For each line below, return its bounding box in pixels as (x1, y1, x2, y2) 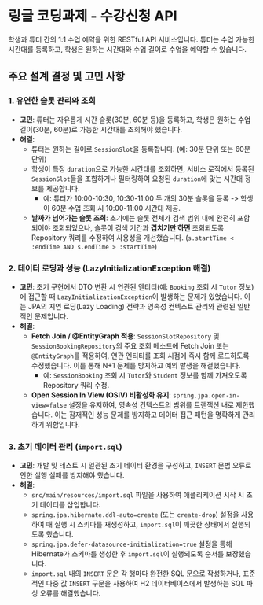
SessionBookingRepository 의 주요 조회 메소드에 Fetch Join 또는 (31, 341, 229, 350)
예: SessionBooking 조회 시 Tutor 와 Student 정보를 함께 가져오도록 (42, 371, 247, 380)
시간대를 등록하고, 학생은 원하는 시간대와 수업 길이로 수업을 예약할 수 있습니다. (8, 44, 247, 53)
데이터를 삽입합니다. (39, 500, 101, 510)
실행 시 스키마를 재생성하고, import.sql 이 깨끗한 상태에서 (54, 520, 230, 529)
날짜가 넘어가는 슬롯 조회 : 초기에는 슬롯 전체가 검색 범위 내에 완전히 (31, 213, 236, 223)
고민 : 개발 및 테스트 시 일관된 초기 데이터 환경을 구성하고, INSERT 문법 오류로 (19, 461, 252, 470)
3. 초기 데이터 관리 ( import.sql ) (8, 441, 123, 452)
